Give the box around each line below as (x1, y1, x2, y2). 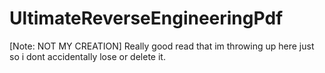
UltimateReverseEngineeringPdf (9, 7, 284, 30)
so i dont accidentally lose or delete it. (9, 50, 166, 62)
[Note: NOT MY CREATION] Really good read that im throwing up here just (9, 40, 315, 52)
